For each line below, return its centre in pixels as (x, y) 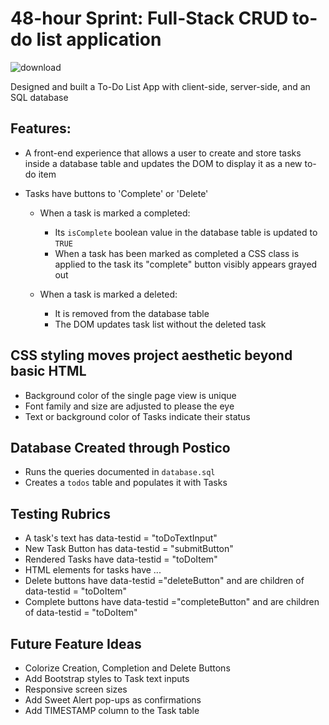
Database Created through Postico (120, 447)
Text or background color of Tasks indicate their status (137, 416)
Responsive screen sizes (76, 689)
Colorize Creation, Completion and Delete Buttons (127, 668)
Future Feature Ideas (76, 643)
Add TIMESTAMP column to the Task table (112, 710)
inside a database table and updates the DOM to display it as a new (163, 163)
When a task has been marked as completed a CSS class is (177, 253)
